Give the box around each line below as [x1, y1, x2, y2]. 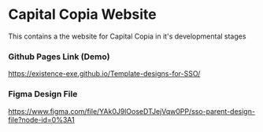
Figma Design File [8, 89, 78, 100]
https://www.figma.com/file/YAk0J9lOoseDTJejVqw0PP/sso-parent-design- [8, 106, 256, 115]
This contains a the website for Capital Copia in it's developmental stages [8, 31, 246, 41]
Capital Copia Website [8, 5, 157, 24]
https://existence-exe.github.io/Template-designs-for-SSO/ [8, 69, 201, 79]
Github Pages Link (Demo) [8, 51, 110, 62]
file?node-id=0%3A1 [8, 115, 75, 124]
